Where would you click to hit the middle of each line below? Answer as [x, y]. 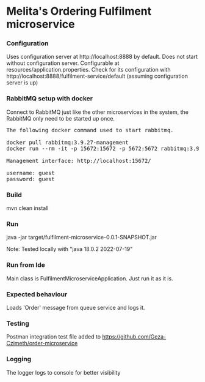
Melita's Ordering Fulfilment [79, 11]
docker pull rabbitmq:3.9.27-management [68, 142]
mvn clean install [27, 208]
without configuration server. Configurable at [63, 63]
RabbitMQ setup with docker [50, 99]
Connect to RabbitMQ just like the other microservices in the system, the [98, 112]
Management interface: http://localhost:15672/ [79, 161]
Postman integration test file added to [54, 337]
